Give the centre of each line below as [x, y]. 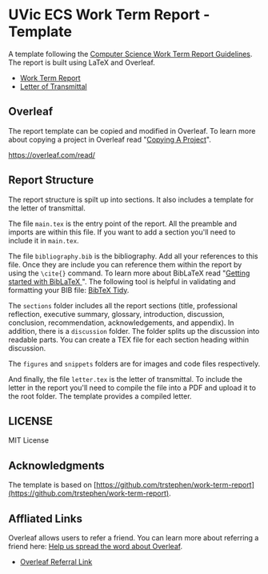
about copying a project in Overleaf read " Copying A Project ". [110, 139]
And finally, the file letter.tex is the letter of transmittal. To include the [125, 379]
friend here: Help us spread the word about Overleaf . [95, 546]
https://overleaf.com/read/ [52, 155]
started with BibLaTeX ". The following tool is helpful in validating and [122, 281]
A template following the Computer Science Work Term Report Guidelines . [130, 54]
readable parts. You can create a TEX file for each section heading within [129, 339]
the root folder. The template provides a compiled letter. [100, 396]
